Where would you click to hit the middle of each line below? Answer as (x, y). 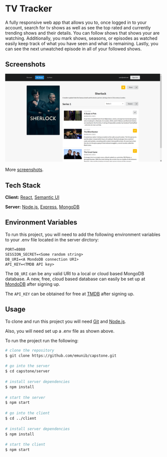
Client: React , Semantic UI (32, 197)
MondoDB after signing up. (33, 284)
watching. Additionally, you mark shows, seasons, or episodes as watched (81, 38)
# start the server (25, 397)
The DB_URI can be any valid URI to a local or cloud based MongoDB (75, 273)
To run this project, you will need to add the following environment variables (83, 234)
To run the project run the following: (42, 340)
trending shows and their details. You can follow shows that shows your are (83, 33)
